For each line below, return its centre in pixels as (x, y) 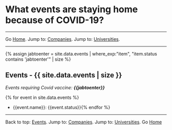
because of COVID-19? (55, 20)
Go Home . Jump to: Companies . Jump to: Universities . (63, 39)
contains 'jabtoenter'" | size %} (38, 59)
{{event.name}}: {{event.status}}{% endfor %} (61, 107)
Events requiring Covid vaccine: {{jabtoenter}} (55, 87)
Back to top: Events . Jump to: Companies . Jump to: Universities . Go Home (84, 122)
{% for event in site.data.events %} (42, 97)
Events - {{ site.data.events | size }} (64, 75)
